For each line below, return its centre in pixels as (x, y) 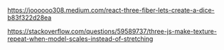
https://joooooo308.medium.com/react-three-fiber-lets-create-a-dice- (111, 10)
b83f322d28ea (30, 18)
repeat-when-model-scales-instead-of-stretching (80, 39)
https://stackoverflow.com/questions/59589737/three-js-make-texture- (112, 31)
